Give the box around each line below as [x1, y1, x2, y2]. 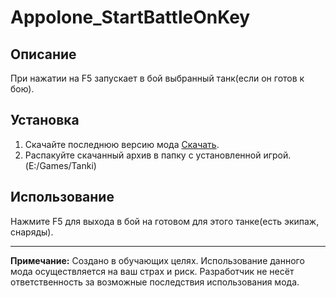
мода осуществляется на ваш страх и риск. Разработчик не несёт [10, 265, 295, 277]
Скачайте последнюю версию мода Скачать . [24, 138, 220, 150]
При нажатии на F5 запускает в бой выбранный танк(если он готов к [10, 72, 305, 84]
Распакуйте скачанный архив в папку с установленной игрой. [24, 149, 292, 161]
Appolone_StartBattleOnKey [10, 6, 251, 29]
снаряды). [10, 226, 54, 238]
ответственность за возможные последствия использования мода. [10, 276, 300, 288]
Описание [10, 46, 77, 63]
